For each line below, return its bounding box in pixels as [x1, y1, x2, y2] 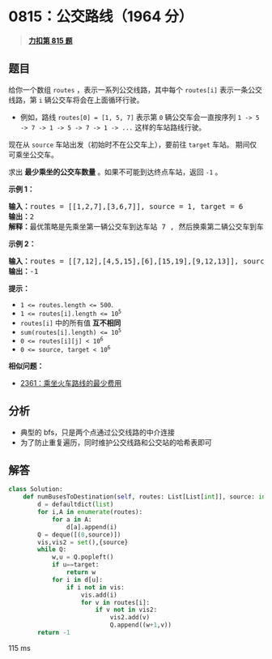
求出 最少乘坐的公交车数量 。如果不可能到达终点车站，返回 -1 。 [8, 167, 223, 177]
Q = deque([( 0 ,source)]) [37, 530, 121, 539]
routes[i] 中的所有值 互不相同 [19, 318, 121, 327]
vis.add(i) [80, 591, 117, 599]
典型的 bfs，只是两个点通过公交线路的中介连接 [19, 427, 176, 437]
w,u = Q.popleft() [51, 553, 114, 562]
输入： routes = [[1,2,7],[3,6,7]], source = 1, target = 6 [8, 202, 244, 211]
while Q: [37, 546, 67, 554]
